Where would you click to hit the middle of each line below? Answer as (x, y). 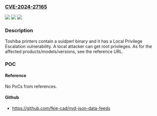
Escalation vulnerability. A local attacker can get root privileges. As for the (78, 46)
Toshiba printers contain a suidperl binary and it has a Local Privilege (74, 41)
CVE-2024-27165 (26, 7)
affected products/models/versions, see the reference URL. (64, 51)
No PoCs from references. (31, 86)
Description (19, 31)
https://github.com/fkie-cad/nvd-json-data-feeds (61, 108)
